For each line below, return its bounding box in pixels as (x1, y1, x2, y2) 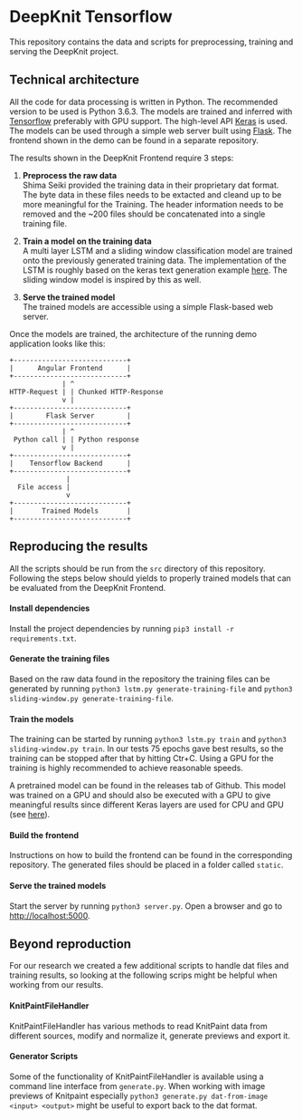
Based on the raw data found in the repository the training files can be (9, 673, 270, 684)
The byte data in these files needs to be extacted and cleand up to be (22, 188, 282, 200)
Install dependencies (9, 603, 90, 613)
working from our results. (9, 980, 104, 990)
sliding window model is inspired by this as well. (22, 274, 202, 285)
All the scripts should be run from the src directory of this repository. (9, 563, 266, 574)
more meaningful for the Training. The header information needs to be (22, 198, 284, 209)
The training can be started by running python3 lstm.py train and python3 (9, 734, 287, 745)
